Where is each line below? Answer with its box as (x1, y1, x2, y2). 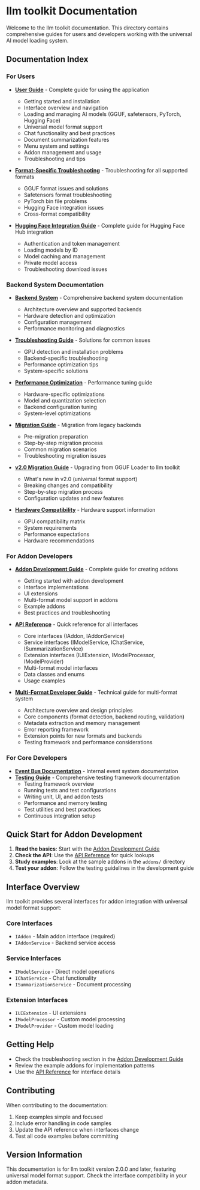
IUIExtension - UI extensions (14, 1009, 87, 1016)
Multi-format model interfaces (23, 664, 98, 672)
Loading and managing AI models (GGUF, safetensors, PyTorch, (23, 110, 181, 118)
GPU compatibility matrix (23, 518, 86, 525)
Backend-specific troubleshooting (23, 354, 108, 362)
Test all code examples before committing (14, 1132, 119, 1140)
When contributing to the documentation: (6, 1101, 108, 1109)
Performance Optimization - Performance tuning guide (14, 378, 153, 386)
